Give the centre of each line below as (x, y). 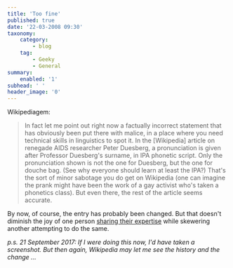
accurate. (38, 200)
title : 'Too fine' (34, 14)
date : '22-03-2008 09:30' (45, 27)
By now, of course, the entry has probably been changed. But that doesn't (114, 214)
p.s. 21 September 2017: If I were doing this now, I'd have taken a (101, 242)
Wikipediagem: (29, 112)
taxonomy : (22, 33)
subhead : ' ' (26, 86)
